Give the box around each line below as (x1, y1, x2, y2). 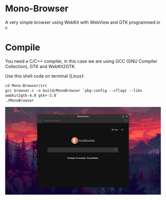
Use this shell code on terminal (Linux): (5, 73, 85, 79)
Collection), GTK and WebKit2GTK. (5, 63, 76, 69)
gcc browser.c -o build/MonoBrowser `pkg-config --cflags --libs (5, 88, 142, 93)
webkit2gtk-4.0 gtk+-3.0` (5, 93, 58, 98)
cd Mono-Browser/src (5, 83, 48, 88)
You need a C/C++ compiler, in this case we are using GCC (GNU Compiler (5, 58, 158, 64)
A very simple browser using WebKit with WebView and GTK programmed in (5, 19, 161, 25)
